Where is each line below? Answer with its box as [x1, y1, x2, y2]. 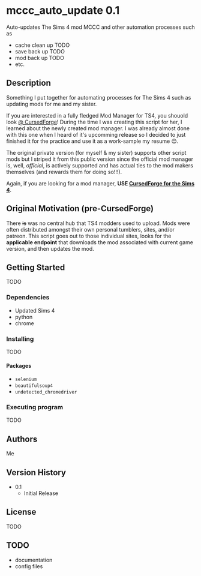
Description [6, 78, 51, 88]
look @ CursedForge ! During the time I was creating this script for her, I [6, 118, 182, 125]
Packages [6, 362, 32, 369]
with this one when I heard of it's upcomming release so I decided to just [6, 131, 186, 138]
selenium [14, 376, 37, 383]
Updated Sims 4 [14, 307, 55, 314]
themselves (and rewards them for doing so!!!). [6, 168, 122, 175]
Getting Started [6, 262, 65, 272]
